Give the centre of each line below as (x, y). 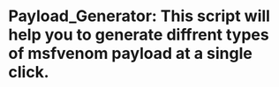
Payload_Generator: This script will (139, 16)
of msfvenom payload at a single (130, 54)
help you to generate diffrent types (139, 35)
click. (29, 72)
